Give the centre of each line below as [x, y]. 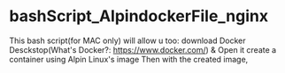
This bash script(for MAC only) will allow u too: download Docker [127, 40]
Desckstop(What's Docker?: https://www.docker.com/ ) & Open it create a [143, 49]
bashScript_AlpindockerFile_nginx [139, 16]
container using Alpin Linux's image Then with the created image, [129, 59]
